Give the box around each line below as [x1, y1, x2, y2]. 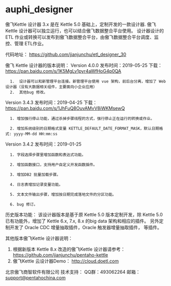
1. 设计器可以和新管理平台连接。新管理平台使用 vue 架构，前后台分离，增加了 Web [10, 78, 166, 84]
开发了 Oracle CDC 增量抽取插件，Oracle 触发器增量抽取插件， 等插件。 [9, 224, 162, 230]
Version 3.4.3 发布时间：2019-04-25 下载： [5, 99, 98, 106]
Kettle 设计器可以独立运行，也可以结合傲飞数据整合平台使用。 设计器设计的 [5, 27, 164, 34]
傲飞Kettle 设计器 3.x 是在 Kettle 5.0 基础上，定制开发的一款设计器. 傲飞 [5, 21, 157, 27]
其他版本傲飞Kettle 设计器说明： [5, 235, 73, 241]
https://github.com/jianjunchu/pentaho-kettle [12, 252, 108, 258]
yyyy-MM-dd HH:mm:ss [13, 131, 58, 136]
